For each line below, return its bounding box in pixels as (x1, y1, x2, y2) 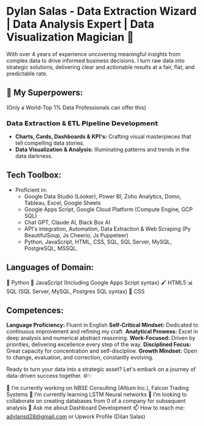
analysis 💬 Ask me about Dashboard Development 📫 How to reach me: (6, 404, 185, 411)
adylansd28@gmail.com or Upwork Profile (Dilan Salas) (6, 413, 146, 421)
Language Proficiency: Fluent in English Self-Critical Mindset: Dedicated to (6, 322, 199, 329)
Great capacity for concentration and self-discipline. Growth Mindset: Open (6, 347, 198, 355)
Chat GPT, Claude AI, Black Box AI (24, 218, 111, 226)
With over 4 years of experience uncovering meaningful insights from (6, 50, 181, 57)
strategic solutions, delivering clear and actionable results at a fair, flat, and (6, 63, 195, 71)
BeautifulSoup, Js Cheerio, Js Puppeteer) (24, 231, 129, 239)
